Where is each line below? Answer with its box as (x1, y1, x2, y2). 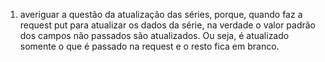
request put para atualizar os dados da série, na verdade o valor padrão (19, 19, 317, 31)
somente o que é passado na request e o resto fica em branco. (19, 40, 280, 52)
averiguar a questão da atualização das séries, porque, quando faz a (19, 9, 303, 20)
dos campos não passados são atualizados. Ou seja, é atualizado (19, 30, 290, 41)
